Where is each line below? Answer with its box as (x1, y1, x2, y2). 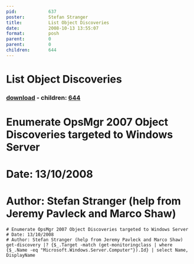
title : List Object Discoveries (6, 19, 110, 25)
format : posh (6, 31, 60, 37)
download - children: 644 (6, 93, 81, 102)
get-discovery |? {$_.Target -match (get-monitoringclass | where (6, 242, 173, 248)
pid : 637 (6, 8, 57, 15)
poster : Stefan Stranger (6, 14, 88, 20)
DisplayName (6, 252, 35, 259)
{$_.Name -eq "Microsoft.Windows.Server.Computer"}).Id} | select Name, (6, 247, 189, 253)
